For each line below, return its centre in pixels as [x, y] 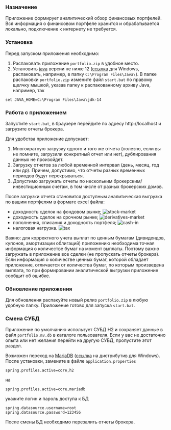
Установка [19, 42]
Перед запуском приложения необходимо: [52, 53]
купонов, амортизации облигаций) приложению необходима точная [80, 243]
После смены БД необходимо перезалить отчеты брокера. [70, 422]
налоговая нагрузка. [35, 228]
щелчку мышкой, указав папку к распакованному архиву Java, [82, 85]
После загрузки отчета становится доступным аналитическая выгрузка [84, 196]
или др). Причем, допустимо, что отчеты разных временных [79, 170]
